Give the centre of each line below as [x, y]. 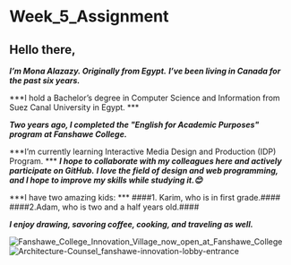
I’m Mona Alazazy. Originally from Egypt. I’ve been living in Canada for [145, 71]
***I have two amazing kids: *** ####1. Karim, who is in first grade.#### [145, 197]
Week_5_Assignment [89, 17]
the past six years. [45, 81]
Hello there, [43, 50]
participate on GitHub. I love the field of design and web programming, [144, 171]
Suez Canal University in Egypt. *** [74, 107]
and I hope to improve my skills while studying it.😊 [106, 180]
